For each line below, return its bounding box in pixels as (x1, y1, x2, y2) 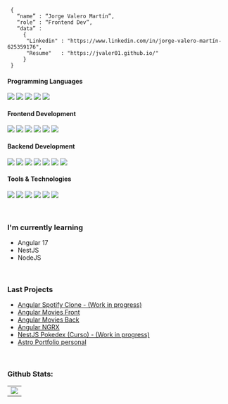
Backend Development (7, 142, 75, 151)
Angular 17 (17, 239, 49, 247)
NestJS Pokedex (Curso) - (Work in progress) (17, 331, 150, 339)
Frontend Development (7, 109, 76, 118)
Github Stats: (7, 370, 54, 379)
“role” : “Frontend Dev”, (16, 19, 93, 26)
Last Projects (7, 285, 53, 295)
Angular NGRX (17, 323, 60, 332)
